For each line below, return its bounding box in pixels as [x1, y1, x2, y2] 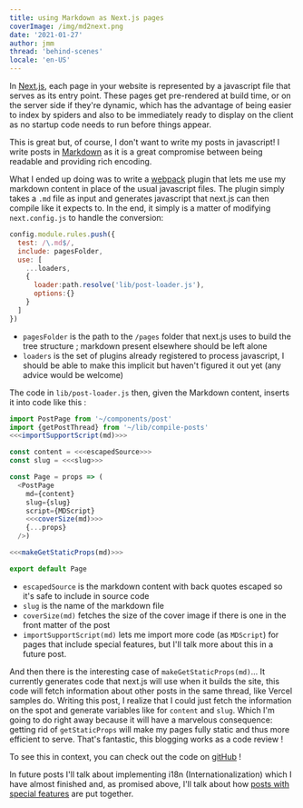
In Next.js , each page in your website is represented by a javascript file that [9, 81, 291, 91]
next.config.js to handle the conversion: [9, 213, 164, 223]
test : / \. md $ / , [17, 238, 75, 247]
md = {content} [25, 489, 75, 498]
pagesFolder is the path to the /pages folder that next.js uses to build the [22, 331, 292, 342]
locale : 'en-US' [9, 55, 71, 65]
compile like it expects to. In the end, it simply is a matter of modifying [9, 203, 271, 214]
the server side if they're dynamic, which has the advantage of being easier [9, 100, 292, 110]
